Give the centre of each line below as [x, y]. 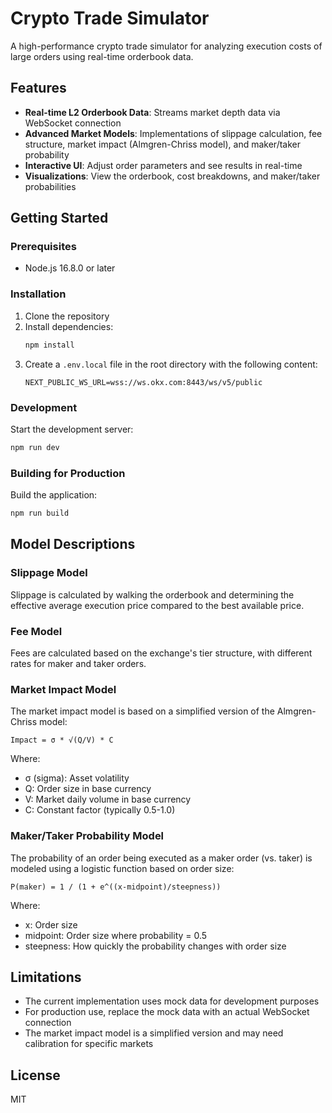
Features [38, 88]
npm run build [40, 513]
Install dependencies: [69, 326]
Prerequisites [43, 247]
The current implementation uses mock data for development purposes [172, 1001]
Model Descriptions [73, 544]
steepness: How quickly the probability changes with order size [155, 946]
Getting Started [59, 218]
